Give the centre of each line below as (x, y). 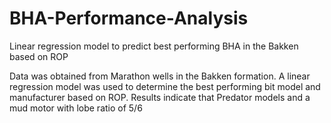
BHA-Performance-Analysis (129, 18)
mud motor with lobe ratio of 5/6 (76, 108)
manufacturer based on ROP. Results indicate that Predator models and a (160, 97)
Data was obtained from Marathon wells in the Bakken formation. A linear (160, 76)
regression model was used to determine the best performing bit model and (165, 86)
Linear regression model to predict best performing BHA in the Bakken (154, 46)
